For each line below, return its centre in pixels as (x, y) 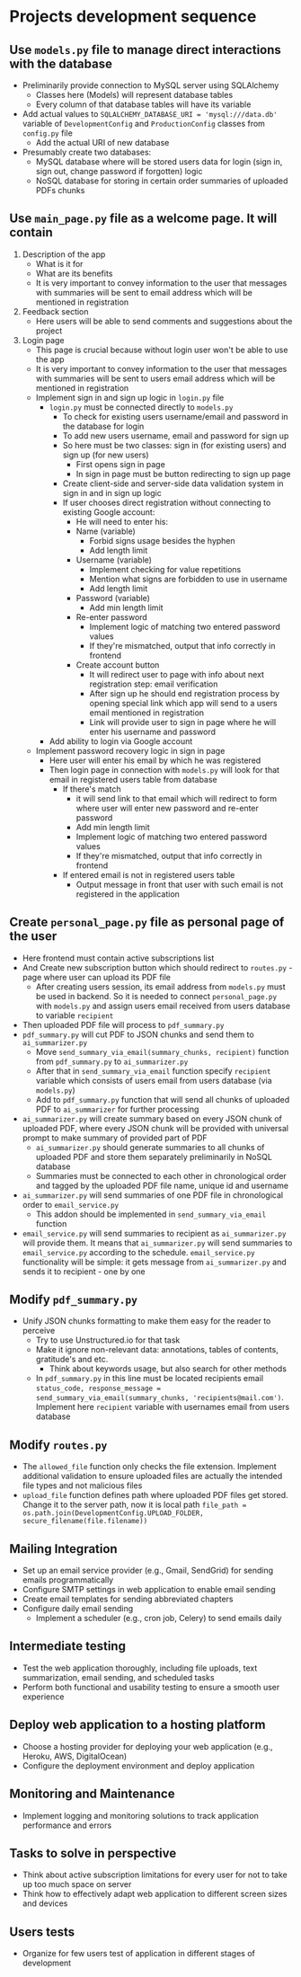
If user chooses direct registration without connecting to (167, 502)
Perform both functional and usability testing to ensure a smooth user (151, 1687)
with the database (61, 63)
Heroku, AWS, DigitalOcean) (75, 1756)
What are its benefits (74, 273)
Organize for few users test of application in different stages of (139, 1954)
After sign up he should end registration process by (185, 693)
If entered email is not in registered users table (149, 874)
